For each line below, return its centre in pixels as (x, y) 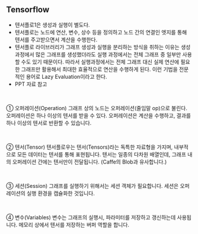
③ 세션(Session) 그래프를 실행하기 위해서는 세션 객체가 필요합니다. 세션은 (92, 185)
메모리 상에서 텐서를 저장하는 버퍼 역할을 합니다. (74, 225)
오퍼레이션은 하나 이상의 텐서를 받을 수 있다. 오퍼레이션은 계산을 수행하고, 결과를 (99, 116)
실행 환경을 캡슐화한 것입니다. (60, 193)
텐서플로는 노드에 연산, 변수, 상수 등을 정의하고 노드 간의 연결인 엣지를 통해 (101, 32)
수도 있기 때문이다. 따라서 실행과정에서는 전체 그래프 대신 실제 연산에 (100, 62)
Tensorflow (28, 10)
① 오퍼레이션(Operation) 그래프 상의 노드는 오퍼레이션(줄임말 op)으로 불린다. (97, 108)
